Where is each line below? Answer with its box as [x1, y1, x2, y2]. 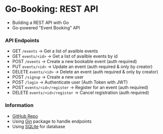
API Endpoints [5, 37, 40, 44]
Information [5, 102, 34, 109]
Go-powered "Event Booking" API [12, 24, 81, 30]
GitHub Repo [12, 113, 38, 119]
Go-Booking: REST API [5, 3, 99, 15]
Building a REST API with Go [12, 20, 69, 25]
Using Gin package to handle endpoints [12, 118, 92, 124]
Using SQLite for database [12, 123, 65, 129]
